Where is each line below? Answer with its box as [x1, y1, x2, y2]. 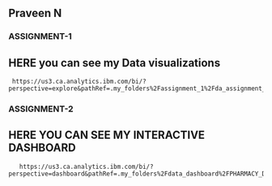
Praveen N [8, 6, 62, 20]
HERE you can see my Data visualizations [8, 56, 221, 70]
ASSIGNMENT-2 [8, 103, 74, 115]
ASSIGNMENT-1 [8, 31, 73, 42]
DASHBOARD [8, 141, 76, 155]
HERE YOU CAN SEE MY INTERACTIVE [8, 128, 205, 142]
